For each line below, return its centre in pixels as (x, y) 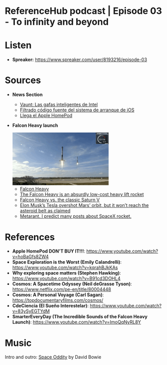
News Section (27, 94)
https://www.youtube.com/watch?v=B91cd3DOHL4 (66, 278)
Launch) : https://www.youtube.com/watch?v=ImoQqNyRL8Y (77, 322)
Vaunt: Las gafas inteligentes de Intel (59, 105)
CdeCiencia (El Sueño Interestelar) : (50, 306)
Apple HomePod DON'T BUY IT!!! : (49, 251)
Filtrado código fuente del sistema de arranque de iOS (77, 110)
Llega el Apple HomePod (46, 116)
